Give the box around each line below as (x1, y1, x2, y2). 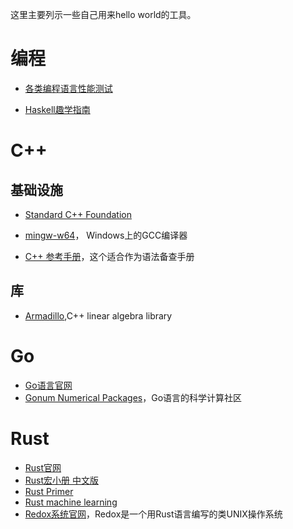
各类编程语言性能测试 (24, 82, 113, 94)
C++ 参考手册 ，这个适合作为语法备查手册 (24, 250, 195, 262)
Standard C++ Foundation (24, 208, 132, 220)
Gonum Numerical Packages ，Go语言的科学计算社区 (24, 391, 243, 403)
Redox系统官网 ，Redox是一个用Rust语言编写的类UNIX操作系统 (24, 508, 283, 520)
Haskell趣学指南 (24, 103, 91, 115)
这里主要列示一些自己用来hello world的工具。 (10, 9, 197, 20)
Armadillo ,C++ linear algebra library (24, 309, 173, 322)
